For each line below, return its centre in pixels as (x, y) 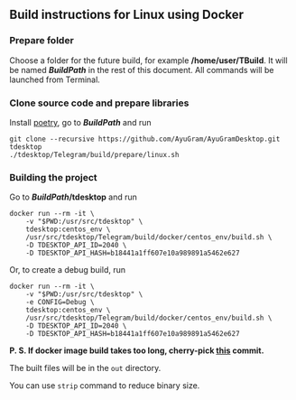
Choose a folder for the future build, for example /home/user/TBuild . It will (148, 60)
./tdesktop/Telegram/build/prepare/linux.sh (94, 154)
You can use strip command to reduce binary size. (105, 386)
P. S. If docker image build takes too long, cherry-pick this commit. (137, 350)
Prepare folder (42, 41)
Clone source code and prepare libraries (99, 103)
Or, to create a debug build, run (68, 270)
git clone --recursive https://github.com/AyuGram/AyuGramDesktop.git (145, 139)
